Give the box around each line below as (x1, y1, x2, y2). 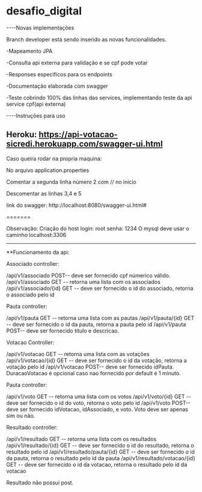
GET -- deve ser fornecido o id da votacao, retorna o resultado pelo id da (6, 461, 188, 468)
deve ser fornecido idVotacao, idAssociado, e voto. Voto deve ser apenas (6, 405, 188, 413)
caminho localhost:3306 (6, 231, 67, 238)
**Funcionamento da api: (6, 248, 70, 256)
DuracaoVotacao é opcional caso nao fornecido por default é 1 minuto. (6, 369, 182, 377)
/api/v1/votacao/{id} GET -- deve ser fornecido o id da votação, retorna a (6, 357, 188, 364)
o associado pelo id (6, 291, 55, 298)
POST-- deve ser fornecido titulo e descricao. (6, 327, 119, 334)
